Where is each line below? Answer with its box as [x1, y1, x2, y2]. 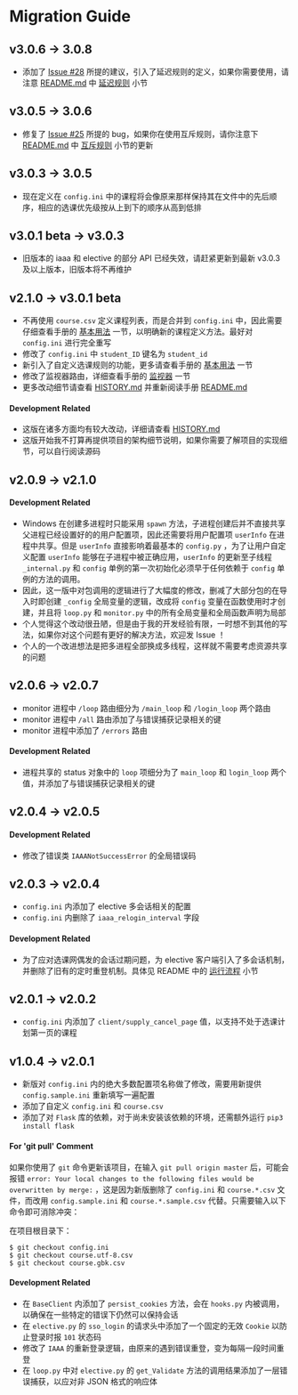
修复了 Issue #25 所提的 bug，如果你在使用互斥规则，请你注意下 [21, 128, 259, 139]
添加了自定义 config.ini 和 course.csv [21, 1101, 164, 1112]
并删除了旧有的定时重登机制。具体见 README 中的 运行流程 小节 [21, 965, 259, 976]
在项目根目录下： [9, 1225, 72, 1236]
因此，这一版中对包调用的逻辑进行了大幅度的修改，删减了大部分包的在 [21, 585, 280, 596]
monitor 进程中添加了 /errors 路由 [21, 725, 149, 735]
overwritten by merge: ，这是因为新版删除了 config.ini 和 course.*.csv [9, 1184, 276, 1195]
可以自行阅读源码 [37, 446, 101, 457]
